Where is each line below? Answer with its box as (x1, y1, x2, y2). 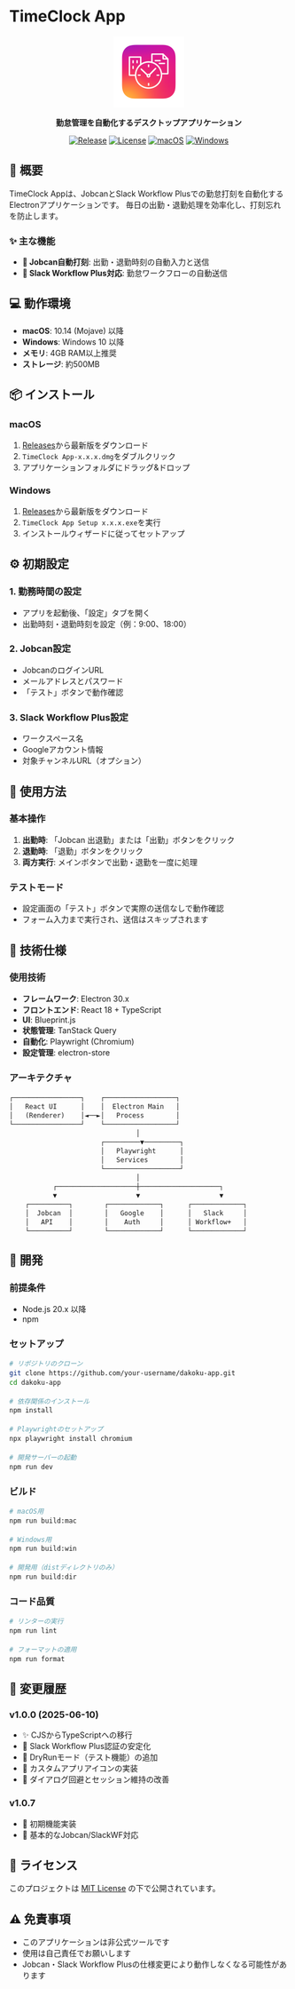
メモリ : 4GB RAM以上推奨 (21, 347, 117, 358)
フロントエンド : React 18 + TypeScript (21, 1004, 162, 1014)
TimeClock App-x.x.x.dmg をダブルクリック (21, 450, 176, 461)
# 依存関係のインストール (9, 1396, 90, 1405)
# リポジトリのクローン (9, 1359, 83, 1369)
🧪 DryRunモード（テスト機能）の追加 (21, 1752, 159, 1762)
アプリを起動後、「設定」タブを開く (21, 607, 151, 618)
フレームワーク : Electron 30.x (21, 993, 130, 1004)
